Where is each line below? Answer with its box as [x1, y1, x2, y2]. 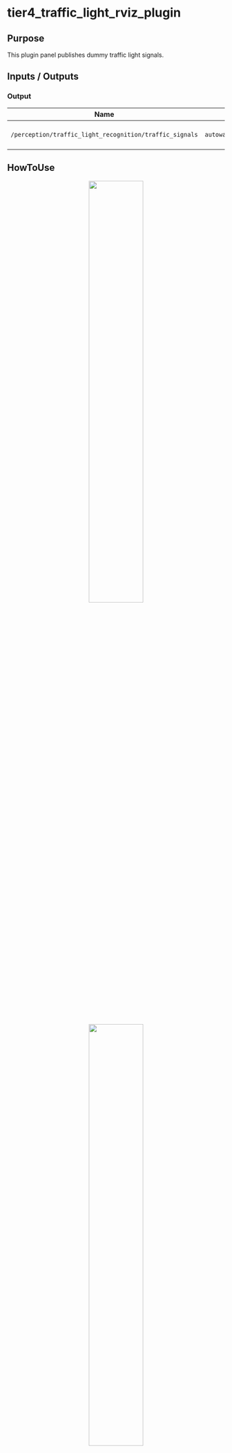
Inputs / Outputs [7, 71, 79, 82]
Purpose [7, 33, 45, 44]
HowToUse [7, 162, 55, 174]
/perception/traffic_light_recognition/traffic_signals [10, 130, 198, 138]
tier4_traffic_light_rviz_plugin [7, 5, 182, 21]
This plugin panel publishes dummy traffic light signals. [7, 51, 164, 59]
